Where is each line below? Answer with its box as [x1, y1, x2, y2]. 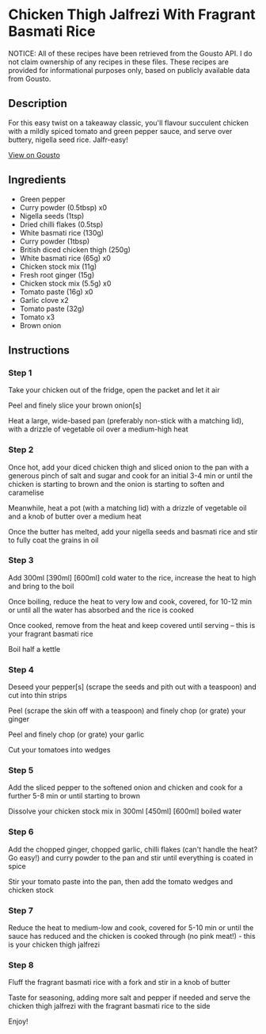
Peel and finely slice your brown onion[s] [8, 400, 142, 410]
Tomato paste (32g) [19, 304, 85, 313]
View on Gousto [8, 150, 61, 159]
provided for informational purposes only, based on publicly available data [8, 65, 251, 75]
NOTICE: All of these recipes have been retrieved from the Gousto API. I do [8, 48, 253, 58]
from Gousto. [8, 74, 51, 83]
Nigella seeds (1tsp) [19, 211, 85, 220]
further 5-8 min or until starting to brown [8, 791, 141, 801]
